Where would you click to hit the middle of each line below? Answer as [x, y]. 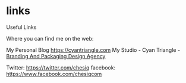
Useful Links [21, 27]
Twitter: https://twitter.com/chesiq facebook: [61, 67]
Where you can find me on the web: [50, 38]
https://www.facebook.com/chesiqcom [54, 74]
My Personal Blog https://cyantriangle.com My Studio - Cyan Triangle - [93, 50]
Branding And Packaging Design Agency [56, 56]
